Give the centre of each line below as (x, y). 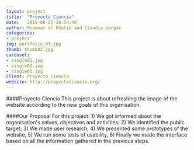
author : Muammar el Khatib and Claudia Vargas (64, 28)
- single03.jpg (25, 71)
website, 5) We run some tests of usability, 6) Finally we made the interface (97, 135)
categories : (20, 33)
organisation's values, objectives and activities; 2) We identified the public (96, 122)
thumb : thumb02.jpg (30, 50)
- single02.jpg (25, 66)
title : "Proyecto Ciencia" (40, 17)
